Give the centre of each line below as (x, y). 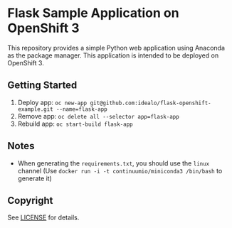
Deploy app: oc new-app (52, 102)
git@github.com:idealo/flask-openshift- (151, 103)
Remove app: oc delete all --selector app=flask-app (98, 116)
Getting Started (42, 86)
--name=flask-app (82, 109)
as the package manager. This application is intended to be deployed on (113, 55)
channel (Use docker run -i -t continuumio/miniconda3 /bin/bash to (120, 170)
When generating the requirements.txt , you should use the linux (114, 163)
